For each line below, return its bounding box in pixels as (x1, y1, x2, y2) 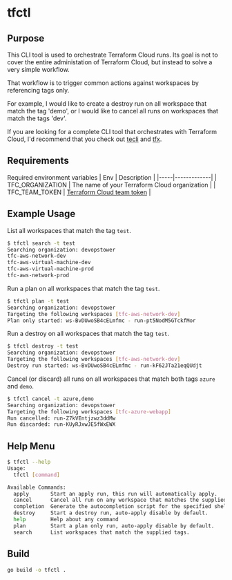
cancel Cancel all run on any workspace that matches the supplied (13, 496, 227, 504)
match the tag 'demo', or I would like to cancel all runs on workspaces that (7, 107, 219, 115)
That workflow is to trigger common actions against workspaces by (7, 79, 199, 87)
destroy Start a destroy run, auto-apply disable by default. (13, 509, 209, 516)
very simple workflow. (7, 66, 70, 73)
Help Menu (7, 440, 55, 452)
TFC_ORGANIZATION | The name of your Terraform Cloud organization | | (7, 180, 216, 189)
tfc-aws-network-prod (7, 272, 70, 279)
